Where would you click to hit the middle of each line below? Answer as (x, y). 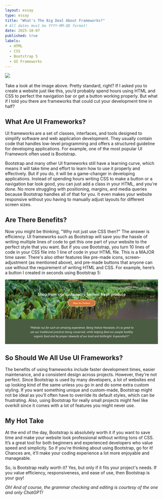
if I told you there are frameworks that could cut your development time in (79, 101)
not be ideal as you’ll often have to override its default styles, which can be (80, 395)
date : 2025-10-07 (23, 31)
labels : (13, 41)
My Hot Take (24, 421)
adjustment (16, 262)
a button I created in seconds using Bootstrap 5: (53, 273)
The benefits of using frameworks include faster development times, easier (80, 370)
